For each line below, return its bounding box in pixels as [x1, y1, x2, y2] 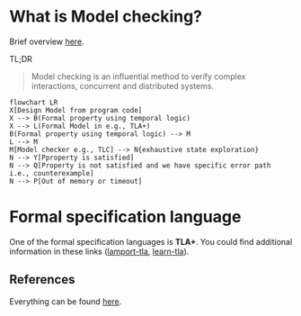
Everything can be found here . [9, 295, 122, 307]
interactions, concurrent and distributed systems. [31, 80, 214, 91]
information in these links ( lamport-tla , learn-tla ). [9, 246, 190, 257]
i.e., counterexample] [9, 168, 94, 177]
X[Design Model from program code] [9, 105, 143, 114]
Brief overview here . [9, 36, 84, 47]
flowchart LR [9, 97, 58, 107]
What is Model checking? [9, 6, 203, 27]
